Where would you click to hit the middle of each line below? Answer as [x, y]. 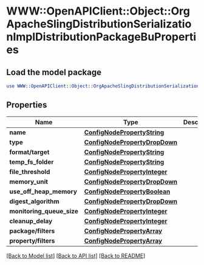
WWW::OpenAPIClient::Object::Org [98, 11]
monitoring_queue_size [44, 211]
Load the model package [54, 72]
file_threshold [30, 172]
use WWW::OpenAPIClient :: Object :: [50, 86]
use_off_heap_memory [43, 191]
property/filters [32, 241]
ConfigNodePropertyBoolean [127, 191]
